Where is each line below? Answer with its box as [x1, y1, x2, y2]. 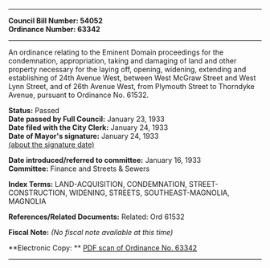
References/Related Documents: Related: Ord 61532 [8, 212, 185, 221]
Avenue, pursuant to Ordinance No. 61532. [8, 90, 149, 99]
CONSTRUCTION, [8, 188, 68, 197]
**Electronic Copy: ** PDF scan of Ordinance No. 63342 [8, 243, 198, 253]
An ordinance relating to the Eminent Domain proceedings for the [8, 47, 224, 57]
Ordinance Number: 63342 [8, 25, 100, 34]
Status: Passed [8, 106, 60, 115]
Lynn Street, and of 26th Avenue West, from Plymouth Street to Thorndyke [8, 82, 255, 91]
